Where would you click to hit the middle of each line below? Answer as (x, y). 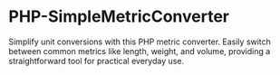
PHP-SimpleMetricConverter (119, 17)
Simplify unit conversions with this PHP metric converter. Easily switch (140, 42)
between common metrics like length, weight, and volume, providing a (140, 51)
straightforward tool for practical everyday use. (97, 61)
